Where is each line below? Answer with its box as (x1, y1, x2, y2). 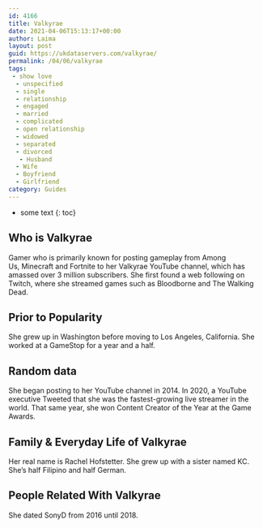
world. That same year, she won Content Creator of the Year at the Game (8, 403, 252, 413)
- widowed (15, 132, 49, 140)
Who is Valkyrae (8, 231, 93, 245)
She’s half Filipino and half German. (8, 466, 127, 474)
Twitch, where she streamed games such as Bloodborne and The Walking (8, 278, 254, 288)
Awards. (8, 411, 36, 422)
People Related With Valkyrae (8, 488, 161, 503)
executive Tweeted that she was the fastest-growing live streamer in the (8, 394, 249, 404)
